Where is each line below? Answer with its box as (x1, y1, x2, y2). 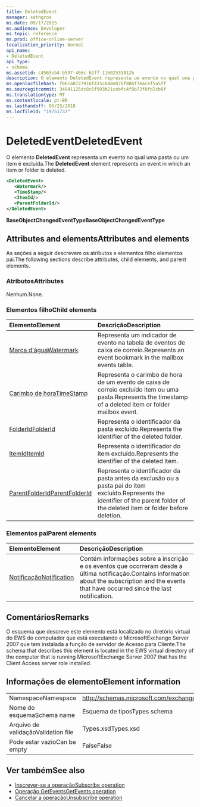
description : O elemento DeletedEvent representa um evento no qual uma (6, 75, 190, 81)
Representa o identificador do (97, 442, 181, 450)
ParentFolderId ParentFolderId (9, 489, 92, 497)
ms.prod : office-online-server (6, 36, 84, 42)
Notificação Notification (9, 573, 74, 582)
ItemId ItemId (9, 449, 45, 458)
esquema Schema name (9, 710, 76, 719)
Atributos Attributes (6, 277, 64, 285)
